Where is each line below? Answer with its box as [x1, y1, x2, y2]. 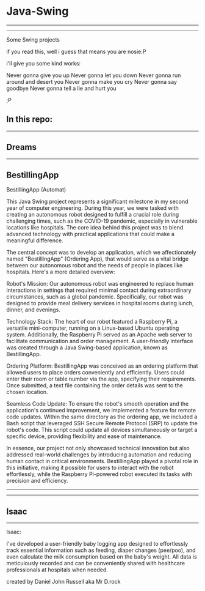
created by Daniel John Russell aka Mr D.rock [6, 578, 121, 585]
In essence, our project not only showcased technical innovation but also [6, 445, 190, 452]
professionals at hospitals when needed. [6, 566, 109, 573]
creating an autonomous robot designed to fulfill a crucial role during [6, 211, 179, 218]
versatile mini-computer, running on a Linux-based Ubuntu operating [6, 324, 179, 332]
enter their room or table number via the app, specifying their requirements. [6, 375, 196, 383]
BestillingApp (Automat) [6, 186, 67, 193]
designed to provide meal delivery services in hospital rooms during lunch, [6, 300, 194, 307]
